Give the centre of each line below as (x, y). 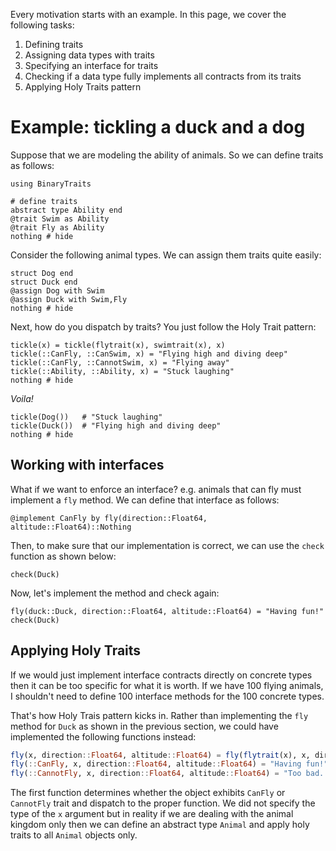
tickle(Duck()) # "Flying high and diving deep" (116, 425)
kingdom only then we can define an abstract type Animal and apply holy (160, 825)
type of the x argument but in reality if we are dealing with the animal (152, 814)
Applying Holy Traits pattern (83, 87)
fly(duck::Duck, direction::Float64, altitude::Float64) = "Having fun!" (167, 611)
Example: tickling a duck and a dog (158, 127)
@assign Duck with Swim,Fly (69, 299)
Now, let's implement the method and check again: (115, 593)
